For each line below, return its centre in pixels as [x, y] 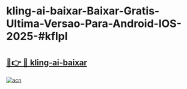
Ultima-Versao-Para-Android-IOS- [94, 24]
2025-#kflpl [37, 36]
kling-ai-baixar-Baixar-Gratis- [83, 11]
